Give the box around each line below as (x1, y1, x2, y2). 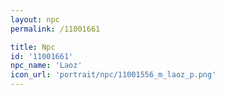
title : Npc (10, 42, 56, 52)
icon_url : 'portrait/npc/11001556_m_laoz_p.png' (10, 70, 217, 80)
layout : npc (10, 14, 60, 25)
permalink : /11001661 (10, 24, 101, 34)
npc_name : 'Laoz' (10, 61, 83, 71)
